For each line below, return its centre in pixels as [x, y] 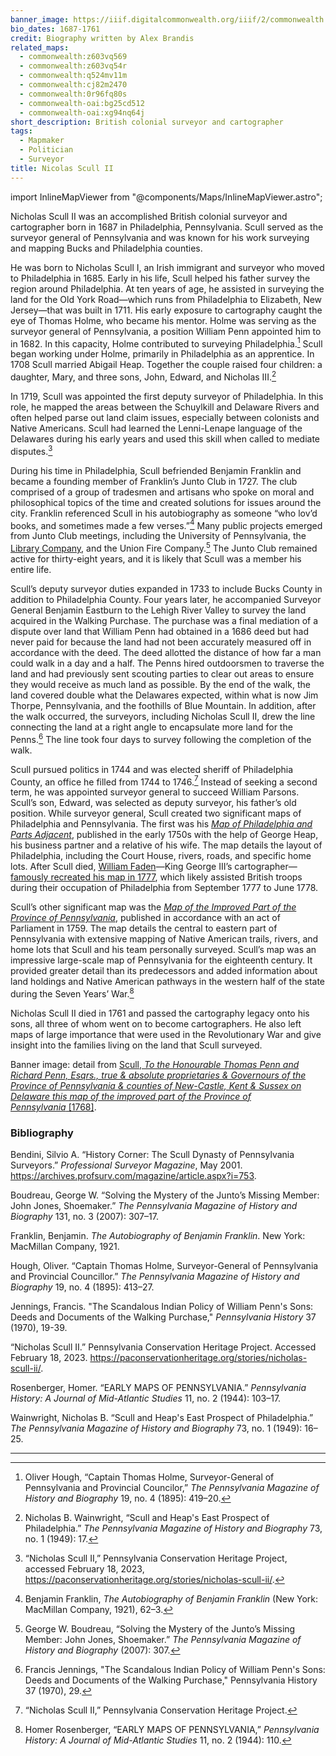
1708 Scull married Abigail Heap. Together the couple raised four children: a [166, 365]
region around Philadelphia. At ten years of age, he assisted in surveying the [167, 288]
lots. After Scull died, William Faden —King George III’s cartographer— [154, 867]
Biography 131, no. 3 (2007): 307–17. [84, 1217]
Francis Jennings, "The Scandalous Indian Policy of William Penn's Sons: [175, 1670]
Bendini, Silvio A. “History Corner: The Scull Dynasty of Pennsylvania [152, 1155]
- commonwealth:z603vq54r [73, 66]
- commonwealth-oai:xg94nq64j [82, 112]
